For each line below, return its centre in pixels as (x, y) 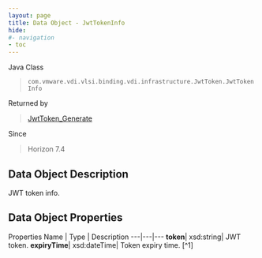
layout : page (30, 15)
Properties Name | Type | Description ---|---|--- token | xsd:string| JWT (125, 237)
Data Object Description (68, 174)
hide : (17, 30)
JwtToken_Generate (60, 118)
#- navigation (32, 37)
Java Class (26, 67)
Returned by (28, 103)
